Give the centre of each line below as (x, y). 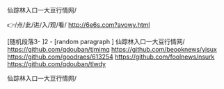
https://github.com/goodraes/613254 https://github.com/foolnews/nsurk (111, 57)
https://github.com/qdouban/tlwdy (57, 64)
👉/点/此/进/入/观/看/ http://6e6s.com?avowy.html (79, 25)
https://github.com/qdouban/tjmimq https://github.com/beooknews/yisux (112, 49)
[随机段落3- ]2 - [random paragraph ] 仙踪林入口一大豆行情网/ (96, 41)
